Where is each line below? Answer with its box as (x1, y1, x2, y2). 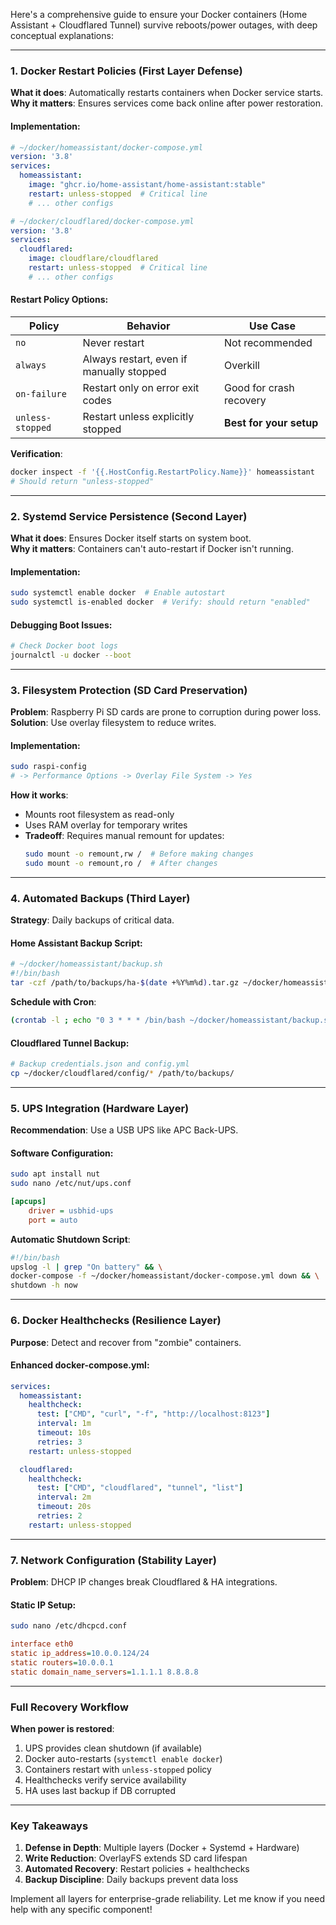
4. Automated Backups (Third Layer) (10, 891, 191, 905)
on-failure (15, 388, 67, 399)
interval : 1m (36, 1419, 92, 1429)
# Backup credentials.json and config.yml (10, 1059, 190, 1069)
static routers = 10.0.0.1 (10, 1657, 114, 1668)
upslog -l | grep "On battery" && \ (10, 1262, 163, 1272)
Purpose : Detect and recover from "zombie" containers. (10, 1336, 242, 1348)
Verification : (10, 447, 63, 459)
